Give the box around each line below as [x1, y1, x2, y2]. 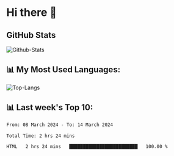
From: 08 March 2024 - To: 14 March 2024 [6, 122, 114, 128]
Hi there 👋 [6, 6, 57, 20]
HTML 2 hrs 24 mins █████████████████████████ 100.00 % [6, 144, 168, 150]
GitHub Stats [6, 30, 56, 40]
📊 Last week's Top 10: [6, 102, 93, 113]
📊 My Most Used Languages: [6, 64, 121, 75]
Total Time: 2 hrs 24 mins [6, 133, 75, 139]
